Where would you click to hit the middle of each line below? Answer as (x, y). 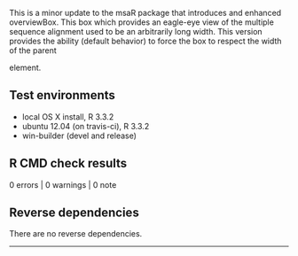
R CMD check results (68, 163)
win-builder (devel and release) (79, 136)
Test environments (62, 95)
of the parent (33, 50)
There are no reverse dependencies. (76, 234)
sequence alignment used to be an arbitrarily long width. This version (136, 31)
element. (25, 67)
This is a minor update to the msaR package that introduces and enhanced (145, 13)
